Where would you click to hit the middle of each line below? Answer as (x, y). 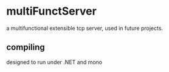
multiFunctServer (52, 11)
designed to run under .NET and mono (54, 62)
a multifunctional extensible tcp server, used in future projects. (84, 28)
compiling (26, 47)
